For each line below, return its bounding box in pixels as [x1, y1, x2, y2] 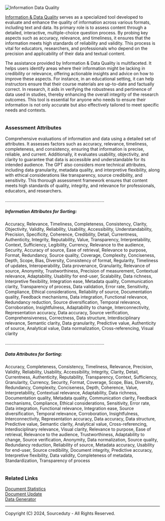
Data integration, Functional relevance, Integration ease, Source [5, 405, 134, 411]
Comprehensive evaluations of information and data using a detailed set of [5, 136, 156, 141]
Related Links [5, 474, 38, 481]
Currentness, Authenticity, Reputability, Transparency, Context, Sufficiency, [5, 374, 158, 380]
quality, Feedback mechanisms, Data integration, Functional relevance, [5, 294, 148, 300]
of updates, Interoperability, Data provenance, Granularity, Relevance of [5, 263, 151, 269]
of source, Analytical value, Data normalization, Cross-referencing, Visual [5, 325, 154, 331]
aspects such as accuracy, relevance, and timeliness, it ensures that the [5, 35, 151, 41]
